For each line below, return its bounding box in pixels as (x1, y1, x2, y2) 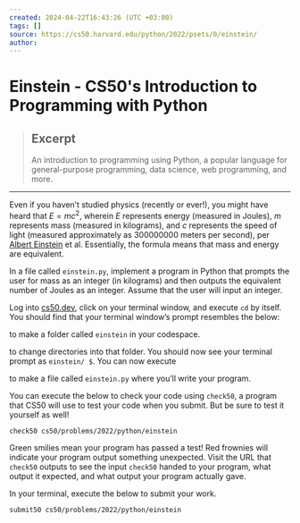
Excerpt (30, 131, 76, 146)
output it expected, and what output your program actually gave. (9, 470, 246, 481)
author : (9, 38, 38, 47)
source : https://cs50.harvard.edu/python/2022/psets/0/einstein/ (9, 30, 257, 38)
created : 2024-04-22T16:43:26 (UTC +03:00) (9, 13, 174, 22)
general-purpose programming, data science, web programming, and (30, 164, 287, 175)
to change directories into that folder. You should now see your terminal (9, 346, 272, 357)
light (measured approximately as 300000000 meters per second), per (9, 229, 271, 240)
